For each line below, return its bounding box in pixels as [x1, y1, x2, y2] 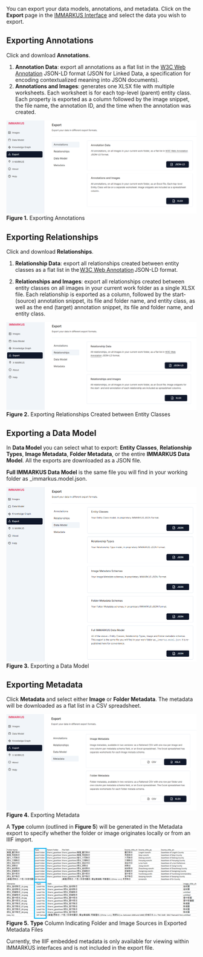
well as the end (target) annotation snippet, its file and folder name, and [14, 304, 193, 311]
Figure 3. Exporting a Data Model [6, 662, 89, 669]
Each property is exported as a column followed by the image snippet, [14, 95, 190, 102]
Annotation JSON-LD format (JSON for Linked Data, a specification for [14, 70, 192, 77]
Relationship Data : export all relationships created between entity [14, 260, 179, 267]
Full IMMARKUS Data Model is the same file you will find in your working [6, 469, 188, 476]
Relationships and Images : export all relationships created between [14, 278, 185, 285]
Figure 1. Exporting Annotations [6, 214, 85, 222]
